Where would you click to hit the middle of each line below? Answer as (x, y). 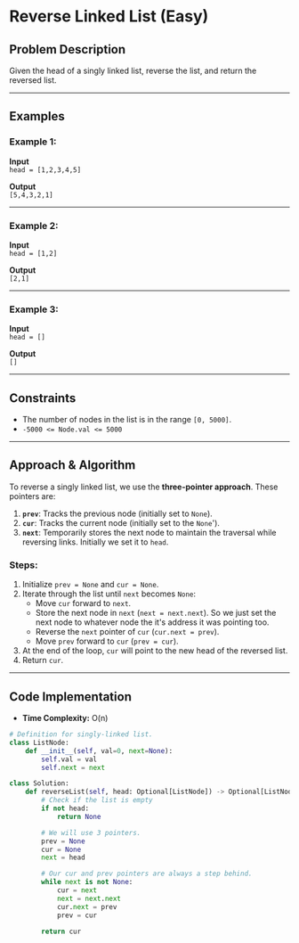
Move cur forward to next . (83, 603)
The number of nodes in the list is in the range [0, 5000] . (127, 420)
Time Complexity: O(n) (65, 718)
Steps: (24, 565)
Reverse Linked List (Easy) (109, 16)
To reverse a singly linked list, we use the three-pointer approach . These (144, 487)
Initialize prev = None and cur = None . (90, 585)
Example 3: (34, 309)
